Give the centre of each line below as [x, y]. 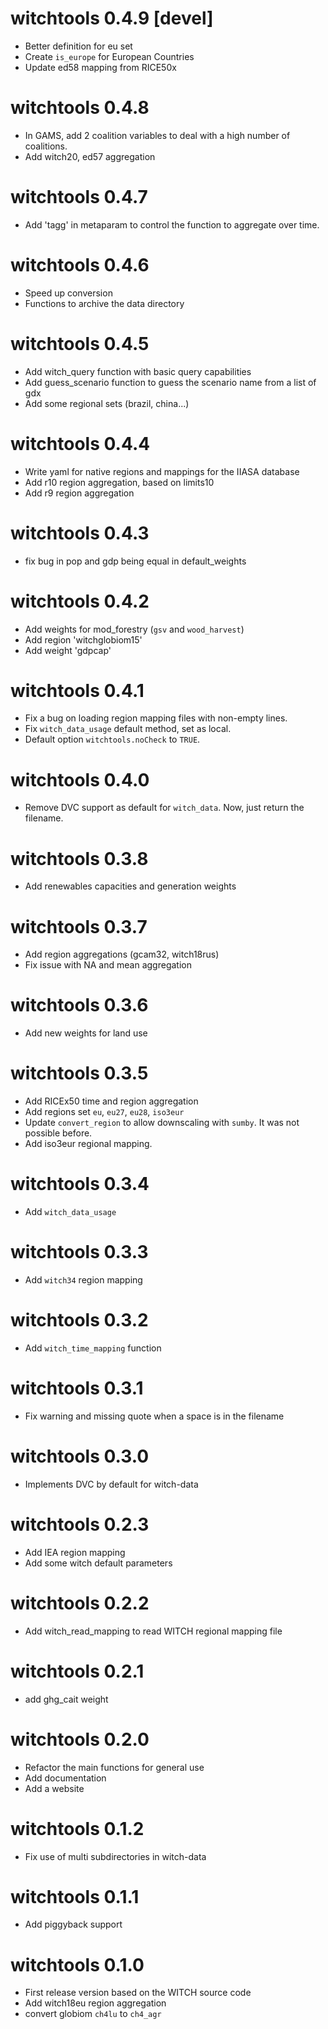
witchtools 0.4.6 [80, 265]
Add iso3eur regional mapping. [88, 1144]
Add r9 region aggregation [79, 493]
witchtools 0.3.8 [79, 858]
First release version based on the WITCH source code [138, 1993]
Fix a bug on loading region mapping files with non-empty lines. [156, 718]
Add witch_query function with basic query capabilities [138, 371]
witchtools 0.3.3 [79, 1252]
